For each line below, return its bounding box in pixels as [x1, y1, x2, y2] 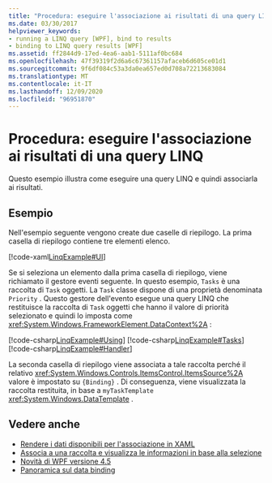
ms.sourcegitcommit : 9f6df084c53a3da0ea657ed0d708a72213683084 [8, 65, 227, 73]
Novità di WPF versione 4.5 [19, 456, 112, 466]
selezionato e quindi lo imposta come [8, 311, 133, 321]
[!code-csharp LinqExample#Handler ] [8, 344, 133, 353]
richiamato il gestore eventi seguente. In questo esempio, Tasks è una [8, 277, 240, 286]
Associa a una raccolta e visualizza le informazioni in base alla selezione [19, 447, 262, 457]
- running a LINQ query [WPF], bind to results [8, 34, 172, 43]
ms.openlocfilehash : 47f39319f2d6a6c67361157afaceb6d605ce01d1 [8, 58, 227, 66]
